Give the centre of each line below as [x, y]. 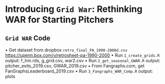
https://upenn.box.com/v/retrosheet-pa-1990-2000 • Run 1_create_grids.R [82, 55]
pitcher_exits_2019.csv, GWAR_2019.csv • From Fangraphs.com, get [75, 66]
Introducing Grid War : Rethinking [74, 9]
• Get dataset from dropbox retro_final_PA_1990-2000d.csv [66, 50]
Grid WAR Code [28, 38]
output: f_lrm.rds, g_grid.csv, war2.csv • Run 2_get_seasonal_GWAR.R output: [83, 60]
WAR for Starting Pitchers [59, 20]
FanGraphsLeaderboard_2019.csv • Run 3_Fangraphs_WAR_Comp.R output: [79, 71]
